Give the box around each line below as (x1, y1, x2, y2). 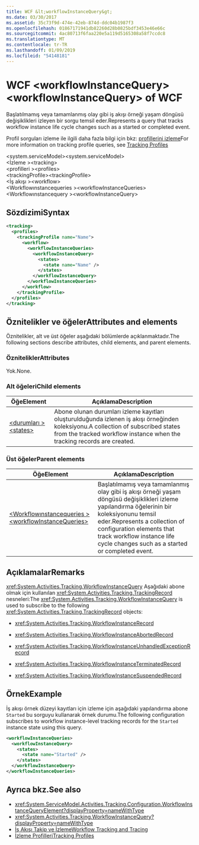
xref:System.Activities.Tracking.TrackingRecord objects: (6, 608, 143, 615)
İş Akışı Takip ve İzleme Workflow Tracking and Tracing (14, 825, 148, 833)
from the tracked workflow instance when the (54, 430, 181, 438)
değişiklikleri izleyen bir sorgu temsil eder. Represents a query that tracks (6, 117, 184, 124)
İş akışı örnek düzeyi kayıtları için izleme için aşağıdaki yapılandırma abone (6, 704, 188, 712)
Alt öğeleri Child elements (6, 382, 81, 390)
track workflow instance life (97, 532, 175, 541)
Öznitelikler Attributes (6, 354, 70, 362)
